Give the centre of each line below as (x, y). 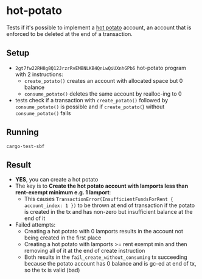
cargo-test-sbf (26, 146)
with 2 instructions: (39, 74)
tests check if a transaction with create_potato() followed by (92, 100)
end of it (35, 218)
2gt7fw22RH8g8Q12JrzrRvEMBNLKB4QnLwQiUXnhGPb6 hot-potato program (101, 68)
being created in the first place (63, 238)
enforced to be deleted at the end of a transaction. (69, 34)
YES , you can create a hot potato (57, 180)
